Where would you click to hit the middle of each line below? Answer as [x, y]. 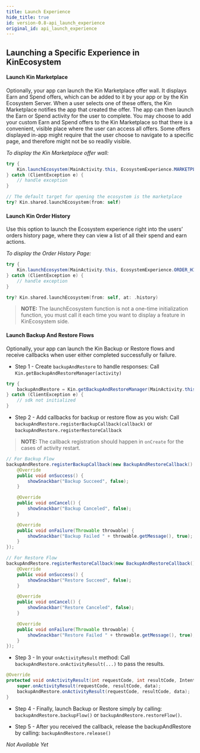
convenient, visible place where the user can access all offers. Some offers [98, 128]
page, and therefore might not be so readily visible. [69, 141]
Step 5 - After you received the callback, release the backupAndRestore [103, 726]
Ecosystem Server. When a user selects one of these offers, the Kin [89, 103]
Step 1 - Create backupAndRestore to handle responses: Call [87, 366]
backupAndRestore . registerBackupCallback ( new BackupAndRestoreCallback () [100, 464]
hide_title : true [28, 17]
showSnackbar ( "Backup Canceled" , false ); [80, 509]
